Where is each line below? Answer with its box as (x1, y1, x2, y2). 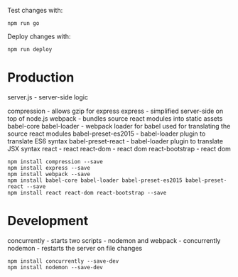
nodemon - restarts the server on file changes (7, 244, 143, 252)
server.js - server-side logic (7, 92, 89, 102)
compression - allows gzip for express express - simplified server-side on (7, 107, 224, 115)
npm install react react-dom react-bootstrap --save (7, 189, 167, 196)
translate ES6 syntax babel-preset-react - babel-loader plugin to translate (7, 136, 224, 145)
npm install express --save (7, 164, 91, 171)
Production (7, 70, 75, 86)
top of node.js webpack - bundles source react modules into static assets (7, 114, 223, 123)
